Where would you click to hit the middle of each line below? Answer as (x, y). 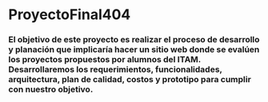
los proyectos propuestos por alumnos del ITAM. (105, 60)
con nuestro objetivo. (51, 89)
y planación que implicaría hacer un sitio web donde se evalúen (134, 49)
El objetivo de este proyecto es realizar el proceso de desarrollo (134, 40)
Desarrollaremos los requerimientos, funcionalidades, (115, 69)
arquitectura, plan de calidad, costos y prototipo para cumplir (130, 80)
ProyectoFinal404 (70, 15)
